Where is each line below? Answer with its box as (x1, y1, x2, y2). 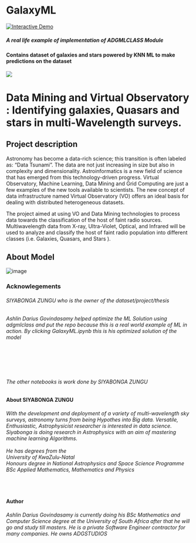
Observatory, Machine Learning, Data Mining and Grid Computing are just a (6, 180, 189, 187)
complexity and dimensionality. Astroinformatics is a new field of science (6, 167, 183, 174)
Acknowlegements (6, 282, 62, 291)
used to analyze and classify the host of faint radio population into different (6, 229, 188, 236)
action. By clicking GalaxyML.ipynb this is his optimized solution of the (6, 328, 177, 335)
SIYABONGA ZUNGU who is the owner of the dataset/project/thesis (6, 297, 170, 304)
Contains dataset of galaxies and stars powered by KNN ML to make (6, 51, 175, 58)
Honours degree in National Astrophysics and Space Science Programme (6, 459, 185, 467)
